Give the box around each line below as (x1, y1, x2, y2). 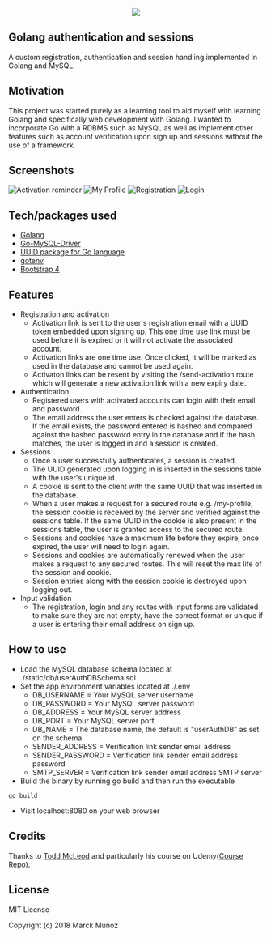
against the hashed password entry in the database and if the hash (32, 430, 256, 440)
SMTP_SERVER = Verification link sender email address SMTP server (32, 767, 263, 777)
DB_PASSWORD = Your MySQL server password (32, 698, 194, 708)
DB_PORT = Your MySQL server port (32, 715, 155, 725)
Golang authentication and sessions (8, 31, 194, 45)
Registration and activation (19, 309, 110, 319)
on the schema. (32, 733, 85, 743)
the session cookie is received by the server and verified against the (32, 507, 260, 518)
